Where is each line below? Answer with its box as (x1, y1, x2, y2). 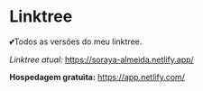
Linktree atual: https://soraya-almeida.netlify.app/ (9, 54, 194, 65)
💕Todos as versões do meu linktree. (9, 36, 143, 47)
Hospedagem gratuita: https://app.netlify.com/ (9, 71, 185, 82)
